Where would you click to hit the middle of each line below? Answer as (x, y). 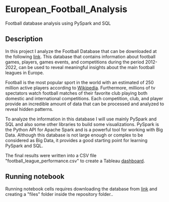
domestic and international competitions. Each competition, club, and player (84, 98)
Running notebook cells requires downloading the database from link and (81, 189)
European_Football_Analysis (66, 9)
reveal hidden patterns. (30, 109)
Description (24, 39)
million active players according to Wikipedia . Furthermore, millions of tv (80, 88)
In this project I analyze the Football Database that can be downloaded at (81, 51)
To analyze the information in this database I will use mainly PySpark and (81, 119)
